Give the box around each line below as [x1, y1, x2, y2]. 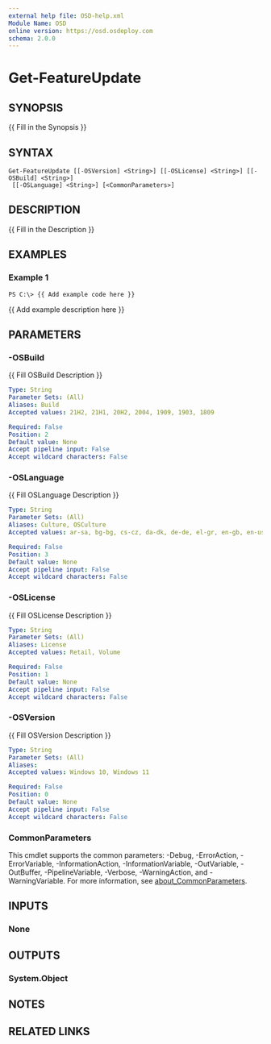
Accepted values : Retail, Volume [8, 648, 121, 657]
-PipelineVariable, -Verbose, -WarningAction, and [44, 867, 208, 877]
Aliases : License [8, 641, 67, 649]
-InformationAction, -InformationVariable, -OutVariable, [56, 859, 240, 868]
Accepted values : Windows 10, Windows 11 [8, 768, 150, 776]
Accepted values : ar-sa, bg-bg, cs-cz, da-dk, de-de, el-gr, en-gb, [8, 529, 244, 537]
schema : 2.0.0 [8, 34, 56, 43]
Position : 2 [8, 430, 48, 439]
